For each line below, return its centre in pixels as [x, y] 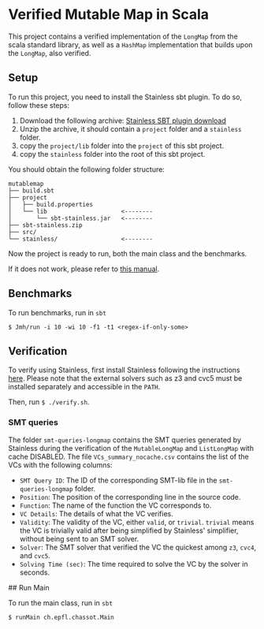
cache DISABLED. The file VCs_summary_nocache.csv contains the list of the [129, 456]
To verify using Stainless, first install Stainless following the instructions [124, 370]
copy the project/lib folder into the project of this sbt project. [122, 145]
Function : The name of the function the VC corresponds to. [115, 505]
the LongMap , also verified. [50, 53]
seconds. [35, 572]
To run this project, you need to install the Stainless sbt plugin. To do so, [125, 97]
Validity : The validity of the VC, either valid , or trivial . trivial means [137, 522]
